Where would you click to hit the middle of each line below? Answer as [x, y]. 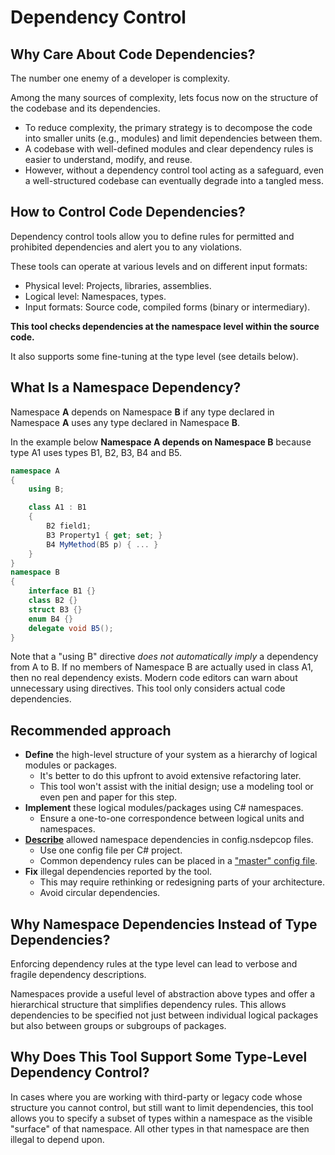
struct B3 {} [55, 609]
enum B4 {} [51, 619]
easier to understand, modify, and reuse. [108, 159]
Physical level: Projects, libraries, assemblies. [118, 285]
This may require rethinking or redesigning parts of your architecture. [182, 882]
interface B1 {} [62, 591]
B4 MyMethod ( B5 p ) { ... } [102, 544]
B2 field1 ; [69, 526]
